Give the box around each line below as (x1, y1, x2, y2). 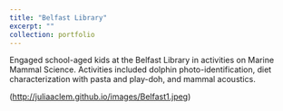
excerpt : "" (9, 22, 54, 31)
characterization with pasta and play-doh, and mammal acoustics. (9, 74, 256, 85)
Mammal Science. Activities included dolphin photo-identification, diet (9, 64, 272, 75)
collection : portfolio (9, 30, 95, 39)
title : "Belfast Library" (9, 13, 107, 23)
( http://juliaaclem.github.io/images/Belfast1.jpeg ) (9, 91, 191, 102)
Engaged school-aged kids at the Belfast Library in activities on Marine (9, 55, 275, 66)
